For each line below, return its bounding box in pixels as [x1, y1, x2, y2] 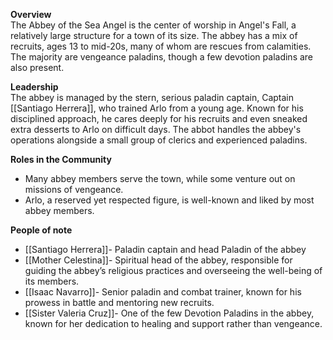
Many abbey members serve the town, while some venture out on [24, 173, 296, 184]
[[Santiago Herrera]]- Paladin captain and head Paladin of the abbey [24, 244, 307, 255]
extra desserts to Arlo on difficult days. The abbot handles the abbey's [10, 124, 302, 135]
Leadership [10, 81, 59, 93]
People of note [10, 224, 73, 236]
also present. [10, 62, 65, 73]
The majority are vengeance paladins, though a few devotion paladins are [10, 51, 314, 63]
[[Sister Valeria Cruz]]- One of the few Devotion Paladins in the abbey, [24, 307, 315, 319]
